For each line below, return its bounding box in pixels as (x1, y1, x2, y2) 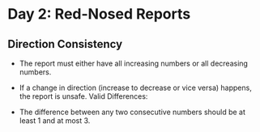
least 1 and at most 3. (19, 116, 91, 126)
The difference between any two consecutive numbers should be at (19, 107, 246, 117)
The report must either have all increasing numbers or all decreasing (19, 58, 249, 68)
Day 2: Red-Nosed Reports (7, 5, 191, 23)
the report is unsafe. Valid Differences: (19, 92, 148, 101)
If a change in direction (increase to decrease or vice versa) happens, (19, 83, 252, 92)
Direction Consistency (7, 37, 123, 51)
